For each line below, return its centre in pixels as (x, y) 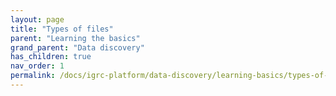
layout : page (37, 19)
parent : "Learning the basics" (75, 38)
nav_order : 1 (37, 66)
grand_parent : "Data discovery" (77, 47)
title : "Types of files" (62, 29)
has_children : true (51, 57)
